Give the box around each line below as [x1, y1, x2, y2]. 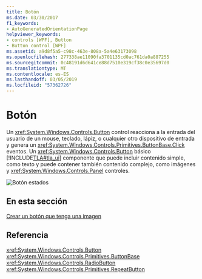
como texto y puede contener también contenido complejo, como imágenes [6, 160, 196, 167]
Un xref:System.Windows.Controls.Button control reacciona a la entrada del [6, 128, 195, 135]
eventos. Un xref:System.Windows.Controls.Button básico [6, 147, 151, 155]
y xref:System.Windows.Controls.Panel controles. [6, 167, 130, 174]
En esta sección [6, 197, 68, 207]
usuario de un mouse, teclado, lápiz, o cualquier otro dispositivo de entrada [6, 135, 195, 142]
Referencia [6, 230, 49, 240]
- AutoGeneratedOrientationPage [6, 25, 88, 32]
